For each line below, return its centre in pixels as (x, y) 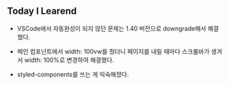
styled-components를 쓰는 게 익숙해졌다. (73, 74)
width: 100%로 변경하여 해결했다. (69, 60)
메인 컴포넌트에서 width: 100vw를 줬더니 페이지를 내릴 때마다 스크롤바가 (113, 51)
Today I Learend (42, 11)
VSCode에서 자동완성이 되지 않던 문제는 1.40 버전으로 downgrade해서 (111, 28)
